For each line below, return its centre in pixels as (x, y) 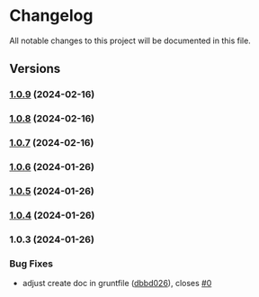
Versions (35, 69)
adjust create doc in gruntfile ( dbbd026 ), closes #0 (117, 283)
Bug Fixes (31, 264)
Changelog (51, 16)
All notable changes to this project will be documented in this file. (130, 40)
